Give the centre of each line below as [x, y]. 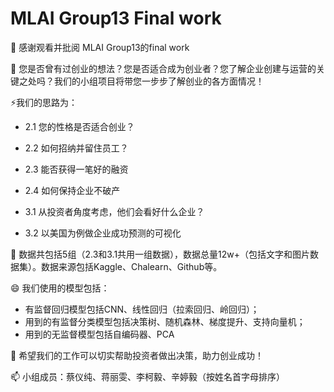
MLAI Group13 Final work [116, 18]
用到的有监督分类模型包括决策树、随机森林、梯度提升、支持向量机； [165, 321]
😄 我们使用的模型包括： [60, 288]
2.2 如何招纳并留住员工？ [76, 148]
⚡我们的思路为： [44, 102]
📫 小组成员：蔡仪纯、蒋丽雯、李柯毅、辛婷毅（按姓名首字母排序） [148, 376]
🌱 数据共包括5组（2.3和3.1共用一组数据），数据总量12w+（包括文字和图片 [160, 254]
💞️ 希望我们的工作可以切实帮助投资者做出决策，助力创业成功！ [137, 355]
